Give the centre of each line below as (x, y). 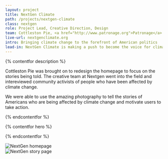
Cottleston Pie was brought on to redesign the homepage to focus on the (80, 71)
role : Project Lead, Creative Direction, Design (57, 28)
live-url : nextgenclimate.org (37, 38)
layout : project (22, 10)
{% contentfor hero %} (29, 126)
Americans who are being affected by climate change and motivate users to (83, 102)
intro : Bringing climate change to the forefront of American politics (81, 42)
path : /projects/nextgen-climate (40, 19)
